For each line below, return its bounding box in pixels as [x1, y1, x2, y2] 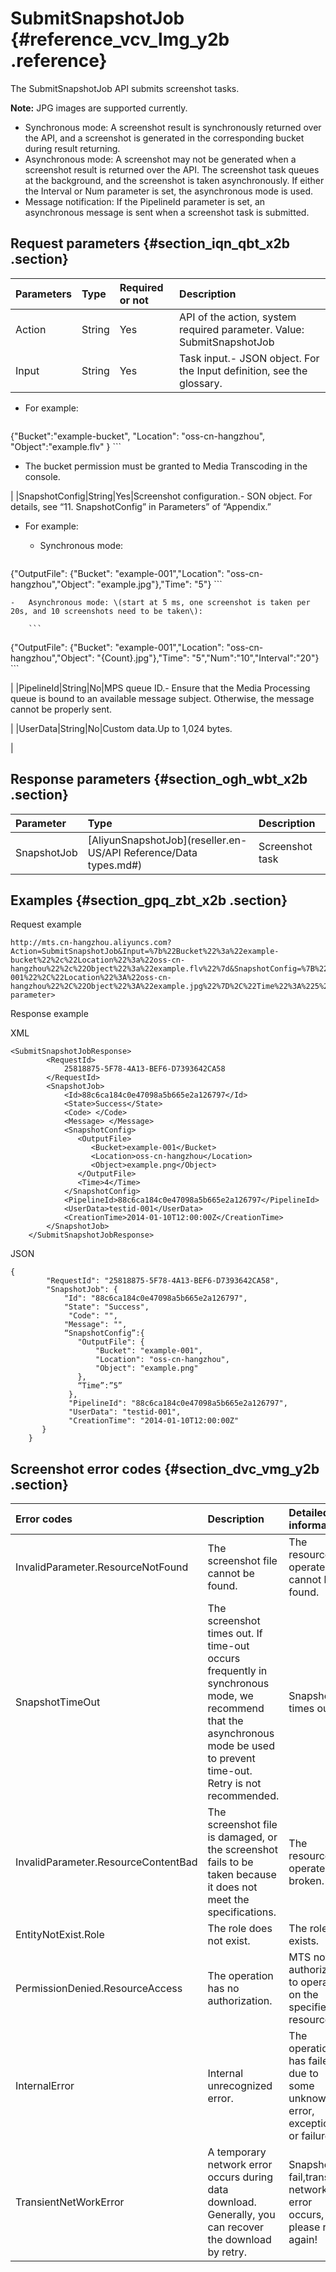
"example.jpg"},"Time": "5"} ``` [96, 578, 223, 590]
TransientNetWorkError [15, 2195, 125, 2209]
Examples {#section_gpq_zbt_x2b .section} [10, 892, 288, 909]
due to [288, 2067, 319, 2081]
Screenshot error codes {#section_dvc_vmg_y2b [10, 1460, 320, 1477]
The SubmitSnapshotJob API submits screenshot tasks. [10, 82, 240, 94]
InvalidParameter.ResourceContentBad [15, 1855, 198, 1869]
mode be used [207, 1739, 275, 1753]
